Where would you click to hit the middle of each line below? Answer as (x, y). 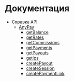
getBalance (37, 32)
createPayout (39, 63)
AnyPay (26, 27)
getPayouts (37, 53)
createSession (40, 68)
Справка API (24, 22)
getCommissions (43, 42)
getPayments (39, 48)
